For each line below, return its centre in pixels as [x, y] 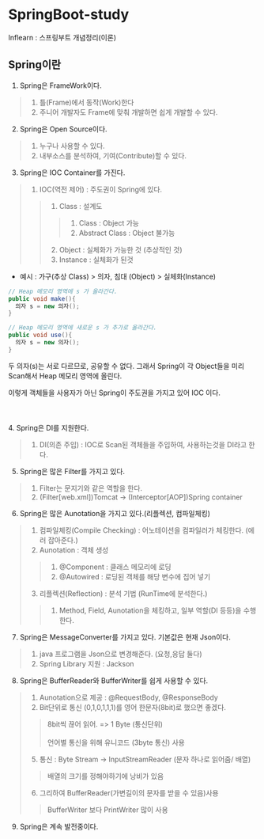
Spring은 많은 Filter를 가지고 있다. [72, 471]
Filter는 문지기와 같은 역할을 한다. [91, 488]
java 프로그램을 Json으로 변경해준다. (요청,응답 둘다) [121, 654]
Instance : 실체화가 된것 [96, 260]
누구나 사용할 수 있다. [72, 146]
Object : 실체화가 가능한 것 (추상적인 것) [121, 249]
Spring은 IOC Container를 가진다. [72, 173]
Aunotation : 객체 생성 [74, 550]
